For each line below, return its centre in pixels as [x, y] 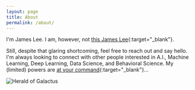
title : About [22, 17]
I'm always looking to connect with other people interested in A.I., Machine [97, 57]
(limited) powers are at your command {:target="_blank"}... [77, 70]
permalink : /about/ [30, 22]
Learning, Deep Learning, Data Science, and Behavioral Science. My [90, 63]
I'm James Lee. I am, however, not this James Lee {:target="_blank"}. [90, 40]
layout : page [22, 12]
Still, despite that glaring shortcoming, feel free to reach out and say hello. [97, 51]
